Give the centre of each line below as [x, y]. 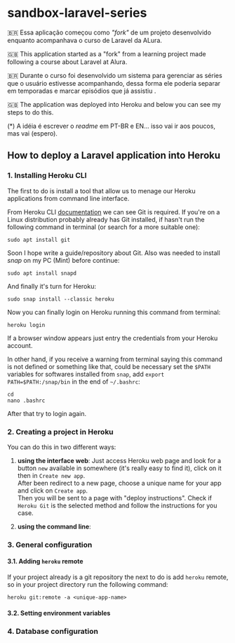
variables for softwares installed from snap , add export [86, 374]
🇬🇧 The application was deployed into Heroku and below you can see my [114, 104]
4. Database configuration [53, 631]
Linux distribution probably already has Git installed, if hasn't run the [106, 219]
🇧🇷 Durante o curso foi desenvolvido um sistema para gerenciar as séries [115, 75]
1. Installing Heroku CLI [47, 176]
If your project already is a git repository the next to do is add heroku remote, [118, 577]
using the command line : [54, 526]
